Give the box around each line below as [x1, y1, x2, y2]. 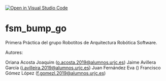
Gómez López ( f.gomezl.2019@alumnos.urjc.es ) [5, 70, 106, 76]
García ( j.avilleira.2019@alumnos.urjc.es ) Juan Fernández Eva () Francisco [5, 64, 161, 71]
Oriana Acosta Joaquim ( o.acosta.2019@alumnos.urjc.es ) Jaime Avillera [5, 59, 156, 65]
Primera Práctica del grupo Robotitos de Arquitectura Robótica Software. [5, 39, 157, 45]
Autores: [5, 49, 23, 56]
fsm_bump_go [5, 23, 67, 34]
